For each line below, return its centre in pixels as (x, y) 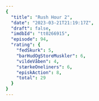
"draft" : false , (31, 28)
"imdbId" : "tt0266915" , (40, 34)
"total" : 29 (31, 78)
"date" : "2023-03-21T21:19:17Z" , (52, 23)
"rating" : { (26, 45)
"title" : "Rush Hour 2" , (42, 17)
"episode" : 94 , (30, 39)
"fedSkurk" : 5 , (35, 50)
